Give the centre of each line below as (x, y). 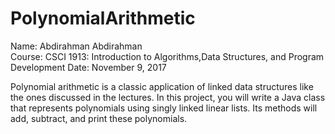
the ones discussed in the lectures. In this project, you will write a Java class (168, 97)
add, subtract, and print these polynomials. (99, 118)
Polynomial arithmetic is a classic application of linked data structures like (162, 86)
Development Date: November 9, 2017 (88, 67)
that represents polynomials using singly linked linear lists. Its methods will (164, 108)
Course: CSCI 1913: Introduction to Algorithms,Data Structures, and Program (167, 56)
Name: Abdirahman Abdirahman (76, 46)
